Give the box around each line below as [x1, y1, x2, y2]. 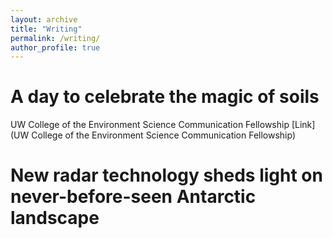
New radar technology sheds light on [10, 164, 323, 187]
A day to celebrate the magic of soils [10, 86, 320, 108]
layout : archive [10, 14, 78, 25]
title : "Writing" [10, 24, 83, 34]
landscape [10, 207, 100, 230]
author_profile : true [10, 42, 101, 53]
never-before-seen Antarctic [10, 186, 257, 208]
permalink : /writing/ [10, 33, 101, 43]
